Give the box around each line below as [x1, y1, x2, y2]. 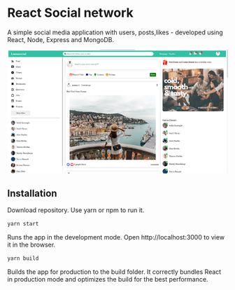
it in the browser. [7, 240, 56, 249]
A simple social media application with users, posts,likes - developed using [7, 28, 224, 36]
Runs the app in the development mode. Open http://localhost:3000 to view [7, 233, 225, 242]
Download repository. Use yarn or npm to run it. [7, 206, 145, 214]
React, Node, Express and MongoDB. [7, 35, 114, 43]
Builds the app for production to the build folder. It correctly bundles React [7, 268, 222, 276]
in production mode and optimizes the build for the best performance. [7, 275, 208, 283]
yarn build [7, 255, 39, 262]
